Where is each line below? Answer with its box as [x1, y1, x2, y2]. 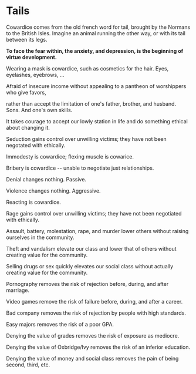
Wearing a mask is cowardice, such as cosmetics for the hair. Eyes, [6, 65, 169, 72]
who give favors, [6, 89, 47, 96]
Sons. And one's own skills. [6, 106, 73, 113]
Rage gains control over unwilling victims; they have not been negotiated [6, 210, 182, 217]
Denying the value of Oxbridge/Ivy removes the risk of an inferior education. [6, 343, 191, 351]
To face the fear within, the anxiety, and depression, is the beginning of [6, 47, 184, 54]
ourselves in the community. [6, 234, 75, 241]
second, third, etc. [6, 361, 50, 368]
